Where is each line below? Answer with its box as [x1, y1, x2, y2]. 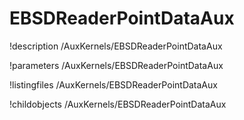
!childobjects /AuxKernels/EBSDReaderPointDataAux [9, 98, 227, 110]
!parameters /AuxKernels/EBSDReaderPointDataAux [9, 59, 224, 71]
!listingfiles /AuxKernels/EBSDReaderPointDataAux [9, 78, 218, 91]
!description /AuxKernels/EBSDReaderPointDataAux [9, 40, 223, 52]
